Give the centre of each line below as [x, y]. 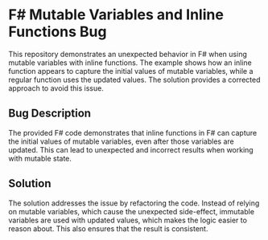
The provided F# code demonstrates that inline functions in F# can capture [133, 132]
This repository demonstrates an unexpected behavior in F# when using [128, 54]
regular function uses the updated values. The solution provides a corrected [134, 79]
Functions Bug [58, 32]
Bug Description [49, 114]
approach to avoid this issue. [56, 88]
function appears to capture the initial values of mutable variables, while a [131, 71]
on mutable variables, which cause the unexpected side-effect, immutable [132, 211]
